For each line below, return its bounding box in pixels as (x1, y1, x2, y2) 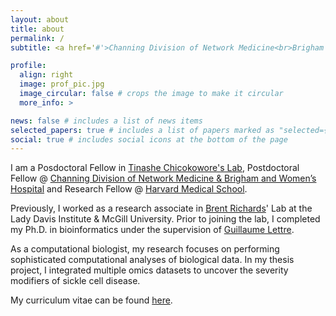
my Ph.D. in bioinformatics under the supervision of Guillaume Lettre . (10, 224, 295, 236)
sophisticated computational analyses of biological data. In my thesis (10, 254, 295, 266)
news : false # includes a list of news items (10, 116, 203, 126)
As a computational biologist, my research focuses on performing (10, 243, 280, 255)
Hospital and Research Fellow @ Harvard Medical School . (10, 183, 248, 195)
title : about (10, 24, 65, 34)
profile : (10, 61, 47, 71)
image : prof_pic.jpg (19, 79, 105, 90)
